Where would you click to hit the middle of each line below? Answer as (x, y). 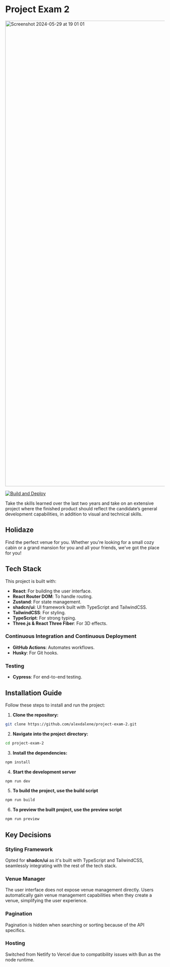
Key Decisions (28, 835)
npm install (18, 762)
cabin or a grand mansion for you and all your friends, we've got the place (82, 547)
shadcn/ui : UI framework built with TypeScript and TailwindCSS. (80, 607)
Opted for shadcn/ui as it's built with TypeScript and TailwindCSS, (74, 860)
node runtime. (20, 959)
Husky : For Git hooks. (35, 653)
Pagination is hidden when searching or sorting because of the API (75, 925)
